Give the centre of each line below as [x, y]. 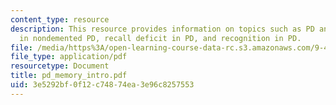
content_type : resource [60, 19]
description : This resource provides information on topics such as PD [162, 29]
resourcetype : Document [60, 66]
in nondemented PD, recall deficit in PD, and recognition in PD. [160, 38]
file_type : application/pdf [69, 57]
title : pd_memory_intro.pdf [69, 76]
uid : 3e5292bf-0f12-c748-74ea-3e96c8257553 [102, 85]
